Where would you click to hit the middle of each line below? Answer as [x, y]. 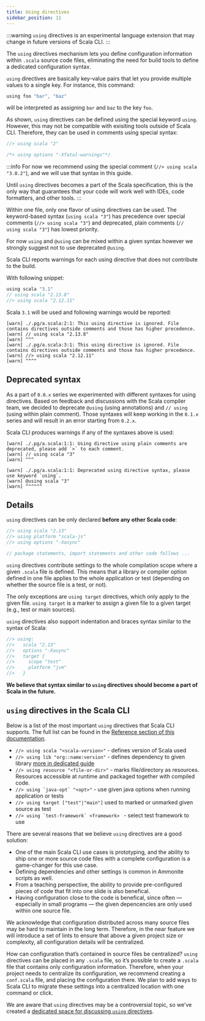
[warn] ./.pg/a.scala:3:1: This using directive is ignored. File [93, 345]
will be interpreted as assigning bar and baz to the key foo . [80, 108]
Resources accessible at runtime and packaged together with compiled [105, 776]
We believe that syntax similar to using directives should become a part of [102, 685]
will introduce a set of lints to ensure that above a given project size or [95, 935]
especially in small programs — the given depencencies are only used [103, 904]
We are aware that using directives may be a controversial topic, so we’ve [99, 1004]
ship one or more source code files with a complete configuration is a [103, 858]
